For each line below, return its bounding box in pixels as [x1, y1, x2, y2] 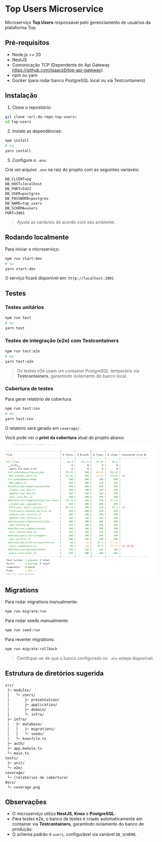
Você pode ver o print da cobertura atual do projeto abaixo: [5, 435, 125, 440]
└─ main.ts [7, 751, 29, 756]
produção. [12, 826, 33, 832]
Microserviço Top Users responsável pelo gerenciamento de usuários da [5, 19, 151, 25]
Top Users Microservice [5, 3, 104, 15]
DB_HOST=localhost [5, 181, 42, 186]
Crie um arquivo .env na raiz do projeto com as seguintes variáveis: [5, 167, 140, 172]
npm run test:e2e [5, 349, 40, 354]
